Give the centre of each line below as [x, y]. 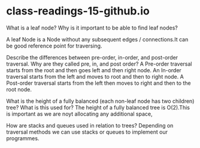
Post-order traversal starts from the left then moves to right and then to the [99, 83]
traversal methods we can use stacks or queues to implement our [87, 132]
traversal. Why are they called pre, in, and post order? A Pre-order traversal [99, 64]
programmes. [23, 138]
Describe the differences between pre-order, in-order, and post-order [92, 57]
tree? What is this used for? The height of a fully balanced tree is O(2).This [98, 107]
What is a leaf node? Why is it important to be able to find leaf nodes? [92, 28]
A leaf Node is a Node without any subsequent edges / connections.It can [97, 39]
